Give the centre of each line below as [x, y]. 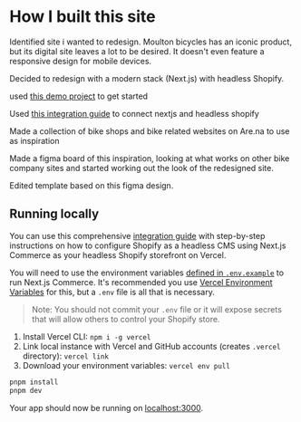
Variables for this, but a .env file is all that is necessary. [112, 292]
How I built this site [83, 17]
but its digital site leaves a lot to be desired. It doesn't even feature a [137, 51]
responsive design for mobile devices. [81, 61]
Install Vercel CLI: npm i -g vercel [87, 336]
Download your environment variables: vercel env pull [126, 365]
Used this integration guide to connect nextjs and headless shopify [135, 113]
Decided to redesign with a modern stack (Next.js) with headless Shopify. [147, 78]
